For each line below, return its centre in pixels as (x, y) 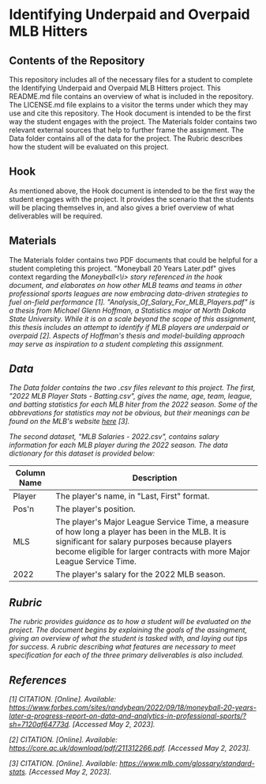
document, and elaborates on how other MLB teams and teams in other (126, 285)
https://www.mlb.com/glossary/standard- (187, 763)
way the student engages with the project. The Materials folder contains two (133, 121)
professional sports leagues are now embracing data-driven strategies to (129, 294)
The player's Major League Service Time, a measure (152, 522)
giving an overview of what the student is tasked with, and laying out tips (128, 638)
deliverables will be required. (56, 216)
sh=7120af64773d (39, 725)
